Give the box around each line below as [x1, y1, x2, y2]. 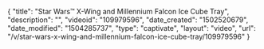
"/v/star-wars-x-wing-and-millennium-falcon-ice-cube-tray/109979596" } [7, 32, 250, 41]
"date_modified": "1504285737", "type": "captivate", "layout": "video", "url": [7, 24, 256, 32]
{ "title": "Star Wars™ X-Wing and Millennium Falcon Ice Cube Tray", [7, 7, 230, 16]
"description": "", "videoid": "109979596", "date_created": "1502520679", [7, 15, 249, 24]
